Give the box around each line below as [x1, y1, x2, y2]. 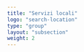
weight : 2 [7, 35, 36, 42]
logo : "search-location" [7, 16, 78, 23]
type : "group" [7, 22, 48, 29]
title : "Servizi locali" [7, 9, 78, 17]
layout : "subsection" [7, 28, 69, 36]
